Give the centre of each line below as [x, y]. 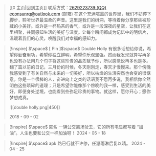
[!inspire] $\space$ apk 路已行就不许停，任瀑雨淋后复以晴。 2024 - [77, 143]
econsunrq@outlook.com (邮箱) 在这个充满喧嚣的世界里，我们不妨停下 [80, 14]
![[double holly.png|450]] [34, 107]
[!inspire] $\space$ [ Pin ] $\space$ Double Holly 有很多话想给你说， [78, 49]
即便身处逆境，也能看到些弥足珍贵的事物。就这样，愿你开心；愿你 [84, 91]
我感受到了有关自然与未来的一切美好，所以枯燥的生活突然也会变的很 [78, 73]
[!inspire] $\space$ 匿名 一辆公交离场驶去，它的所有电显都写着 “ [74, 127]
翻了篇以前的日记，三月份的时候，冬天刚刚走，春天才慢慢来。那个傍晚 [80, 67]
